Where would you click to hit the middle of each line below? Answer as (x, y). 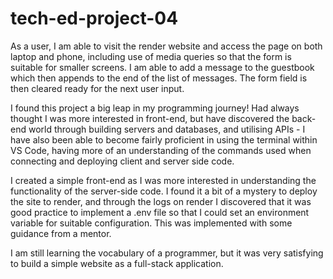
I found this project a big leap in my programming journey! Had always (155, 108)
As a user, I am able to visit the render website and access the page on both (166, 46)
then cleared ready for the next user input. (97, 88)
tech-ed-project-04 (94, 18)
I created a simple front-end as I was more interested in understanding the (163, 180)
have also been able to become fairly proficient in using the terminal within (164, 139)
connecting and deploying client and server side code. (122, 161)
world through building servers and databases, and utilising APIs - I (167, 129)
